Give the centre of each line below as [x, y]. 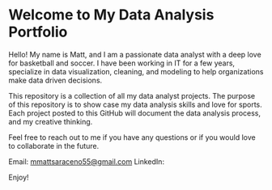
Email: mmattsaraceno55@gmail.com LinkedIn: [86, 161]
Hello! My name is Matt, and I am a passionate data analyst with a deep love [135, 54]
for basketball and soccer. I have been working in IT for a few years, [122, 63]
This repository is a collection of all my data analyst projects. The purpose [132, 95]
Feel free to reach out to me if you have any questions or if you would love [132, 137]
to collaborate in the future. [54, 146]
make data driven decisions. [55, 80]
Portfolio [38, 32]
